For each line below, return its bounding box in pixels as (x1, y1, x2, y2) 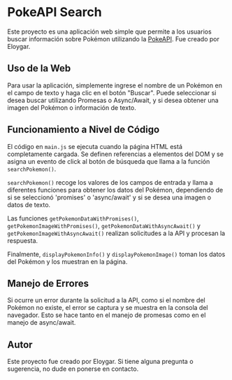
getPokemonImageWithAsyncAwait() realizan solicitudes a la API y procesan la (7, 229, 226, 237)
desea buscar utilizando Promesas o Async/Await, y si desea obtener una (7, 96, 219, 104)
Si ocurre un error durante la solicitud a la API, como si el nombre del (7, 296, 205, 304)
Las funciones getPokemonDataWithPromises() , (7, 214, 139, 223)
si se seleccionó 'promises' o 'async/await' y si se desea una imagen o (7, 193, 212, 202)
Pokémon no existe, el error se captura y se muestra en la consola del (7, 304, 208, 312)
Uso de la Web (7, 62, 71, 74)
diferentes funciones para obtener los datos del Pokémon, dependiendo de (7, 185, 224, 194)
